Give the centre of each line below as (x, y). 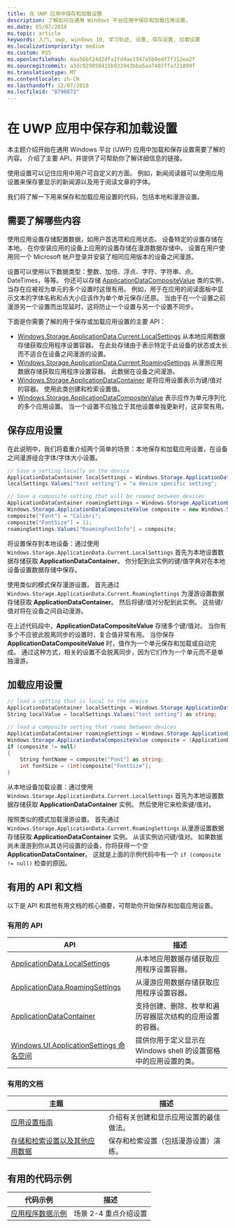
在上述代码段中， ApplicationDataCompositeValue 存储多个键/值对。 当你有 (117, 626)
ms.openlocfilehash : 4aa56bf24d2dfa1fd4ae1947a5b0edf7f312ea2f (101, 60)
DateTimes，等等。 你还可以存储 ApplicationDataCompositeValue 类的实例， (117, 280)
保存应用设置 (35, 430)
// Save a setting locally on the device (69, 471)
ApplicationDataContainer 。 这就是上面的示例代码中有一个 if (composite (114, 854)
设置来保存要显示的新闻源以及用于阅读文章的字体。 (81, 182)
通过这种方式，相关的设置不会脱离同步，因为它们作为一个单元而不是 (119, 651)
